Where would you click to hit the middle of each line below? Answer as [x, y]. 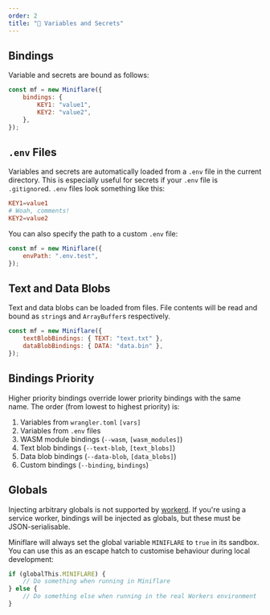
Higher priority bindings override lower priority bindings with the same [125, 398]
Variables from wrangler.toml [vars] [80, 422]
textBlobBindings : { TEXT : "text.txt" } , [93, 338]
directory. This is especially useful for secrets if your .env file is [113, 180]
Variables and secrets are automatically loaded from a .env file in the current [135, 172]
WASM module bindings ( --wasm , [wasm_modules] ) [101, 439]
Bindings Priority [51, 379]
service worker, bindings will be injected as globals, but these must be [125, 518]
